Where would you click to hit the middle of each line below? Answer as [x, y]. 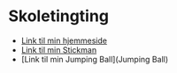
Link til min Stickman [59, 49]
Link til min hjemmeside [64, 40]
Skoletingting [59, 16]
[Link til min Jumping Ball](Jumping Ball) [95, 59]
